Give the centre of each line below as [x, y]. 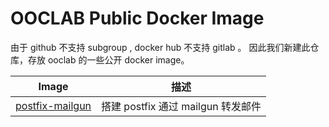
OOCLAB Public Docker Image [137, 18]
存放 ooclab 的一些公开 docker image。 [108, 59]
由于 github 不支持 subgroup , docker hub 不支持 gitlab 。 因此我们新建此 [160, 47]
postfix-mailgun [53, 105]
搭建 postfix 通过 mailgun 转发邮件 [181, 106]
